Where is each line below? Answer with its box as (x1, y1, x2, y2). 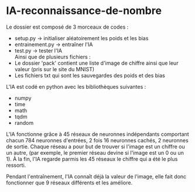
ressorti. (6, 162, 26, 169)
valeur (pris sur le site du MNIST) (14, 65, 95, 72)
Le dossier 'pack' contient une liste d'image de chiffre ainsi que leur (14, 60, 179, 67)
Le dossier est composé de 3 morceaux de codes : (6, 23, 129, 30)
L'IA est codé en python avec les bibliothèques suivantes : (6, 83, 146, 90)
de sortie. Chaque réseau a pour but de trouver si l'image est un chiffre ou (6, 143, 186, 150)
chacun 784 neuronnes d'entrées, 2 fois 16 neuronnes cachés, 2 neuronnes (6, 137, 189, 144)
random (14, 119, 34, 126)
